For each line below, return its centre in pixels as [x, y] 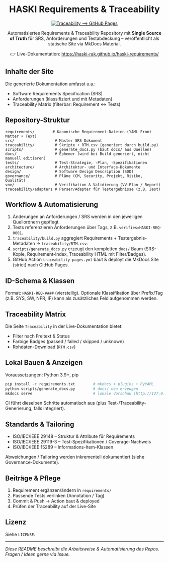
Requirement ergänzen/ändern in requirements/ [62, 490]
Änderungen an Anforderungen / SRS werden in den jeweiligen [77, 217]
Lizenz [16, 522]
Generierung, [19, 408]
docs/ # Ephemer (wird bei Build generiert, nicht [77, 154]
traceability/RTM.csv [64, 244]
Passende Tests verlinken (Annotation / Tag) [58, 496]
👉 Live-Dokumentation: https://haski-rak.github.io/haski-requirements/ [84, 53]
